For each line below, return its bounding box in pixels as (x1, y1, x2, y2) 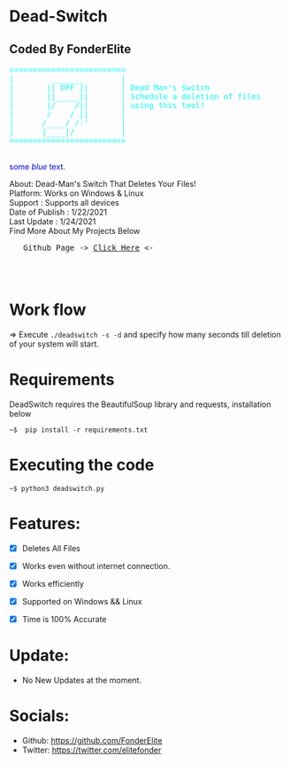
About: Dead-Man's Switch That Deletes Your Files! (9, 179, 196, 189)
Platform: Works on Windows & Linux (9, 188, 144, 199)
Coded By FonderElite (9, 42, 132, 57)
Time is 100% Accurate (21, 614, 108, 624)
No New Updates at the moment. (21, 675, 142, 685)
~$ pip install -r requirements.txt (9, 425, 149, 434)
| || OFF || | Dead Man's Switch (9, 82, 210, 92)
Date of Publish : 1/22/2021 (9, 207, 108, 217)
